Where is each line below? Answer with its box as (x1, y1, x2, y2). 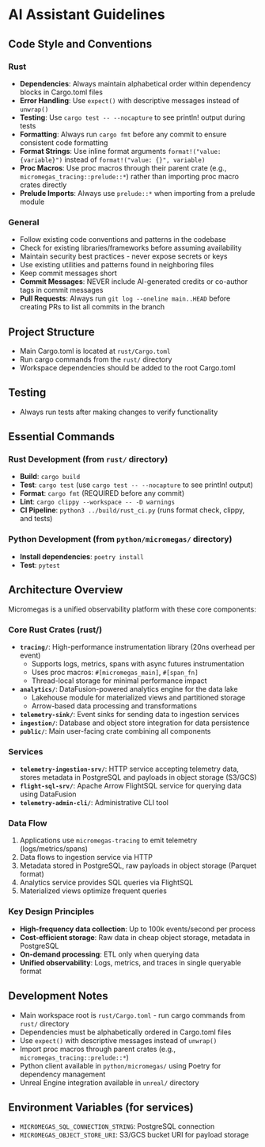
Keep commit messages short (19, 268, 117, 278)
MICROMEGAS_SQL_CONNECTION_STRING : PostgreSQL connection (19, 1122, 215, 1131)
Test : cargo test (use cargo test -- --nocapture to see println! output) (19, 480, 253, 489)
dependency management (19, 1069, 106, 1079)
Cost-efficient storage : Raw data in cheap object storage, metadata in (19, 932, 251, 942)
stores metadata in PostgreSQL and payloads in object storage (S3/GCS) (19, 773, 257, 782)
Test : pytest (19, 560, 61, 570)
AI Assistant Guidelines (8, 6, 165, 24)
